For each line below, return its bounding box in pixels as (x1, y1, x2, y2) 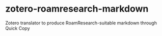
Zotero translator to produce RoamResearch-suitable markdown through (5, 20, 157, 26)
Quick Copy (5, 25, 30, 31)
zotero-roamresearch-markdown (5, 3, 149, 15)
